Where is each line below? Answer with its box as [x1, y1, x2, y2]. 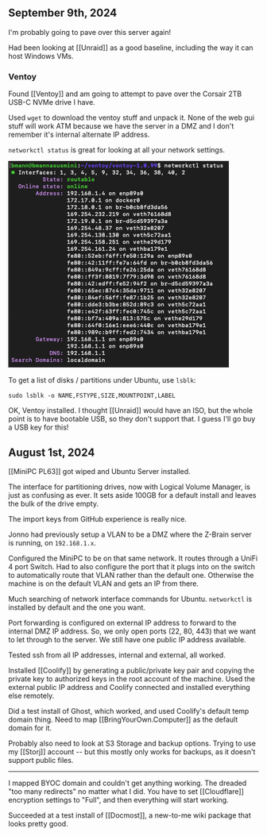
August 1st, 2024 [8, 445, 95, 459]
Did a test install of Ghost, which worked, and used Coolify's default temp [8, 706, 250, 715]
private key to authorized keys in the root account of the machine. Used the [8, 674, 256, 684]
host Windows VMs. [8, 51, 74, 60]
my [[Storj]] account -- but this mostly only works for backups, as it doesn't [8, 746, 256, 757]
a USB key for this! [8, 422, 69, 432]
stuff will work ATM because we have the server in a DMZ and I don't [8, 121, 234, 131]
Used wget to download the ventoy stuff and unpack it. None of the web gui [8, 113, 255, 122]
